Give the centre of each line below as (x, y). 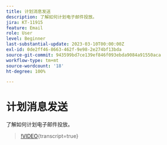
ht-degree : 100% (26, 71)
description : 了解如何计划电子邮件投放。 (52, 17)
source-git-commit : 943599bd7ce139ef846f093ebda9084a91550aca (83, 55)
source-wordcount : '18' (35, 66)
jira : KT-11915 (25, 22)
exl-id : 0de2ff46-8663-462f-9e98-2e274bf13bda (64, 50)
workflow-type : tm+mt (33, 60)
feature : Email (25, 28)
